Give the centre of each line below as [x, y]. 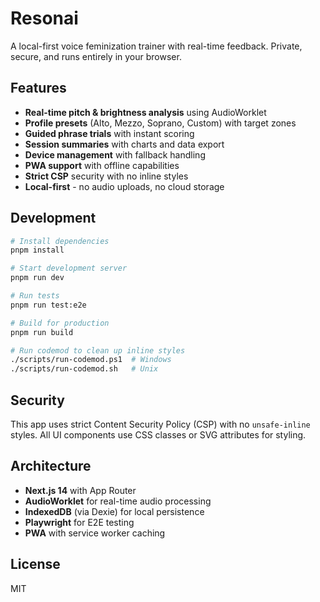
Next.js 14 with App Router [80, 490]
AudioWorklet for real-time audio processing [118, 501]
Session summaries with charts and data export [124, 144]
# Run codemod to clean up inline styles [98, 350]
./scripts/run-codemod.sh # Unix [84, 369]
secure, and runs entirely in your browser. [96, 56]
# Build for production [60, 323]
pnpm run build [42, 332]
